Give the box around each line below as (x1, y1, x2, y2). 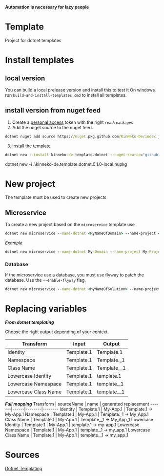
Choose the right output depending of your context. (5, 329, 109, 335)
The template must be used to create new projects (5, 194, 106, 200)
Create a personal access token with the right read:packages (12, 119, 134, 125)
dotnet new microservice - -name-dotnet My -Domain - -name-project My (5, 249, 147, 254)
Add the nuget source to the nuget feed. (12, 124, 93, 130)
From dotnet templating (5, 319, 54, 325)
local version (5, 74, 45, 82)
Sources (5, 450, 40, 460)
